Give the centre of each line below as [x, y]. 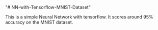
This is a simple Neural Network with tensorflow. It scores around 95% [80, 17]
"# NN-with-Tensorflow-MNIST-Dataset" [48, 7]
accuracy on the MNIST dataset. [39, 22]
